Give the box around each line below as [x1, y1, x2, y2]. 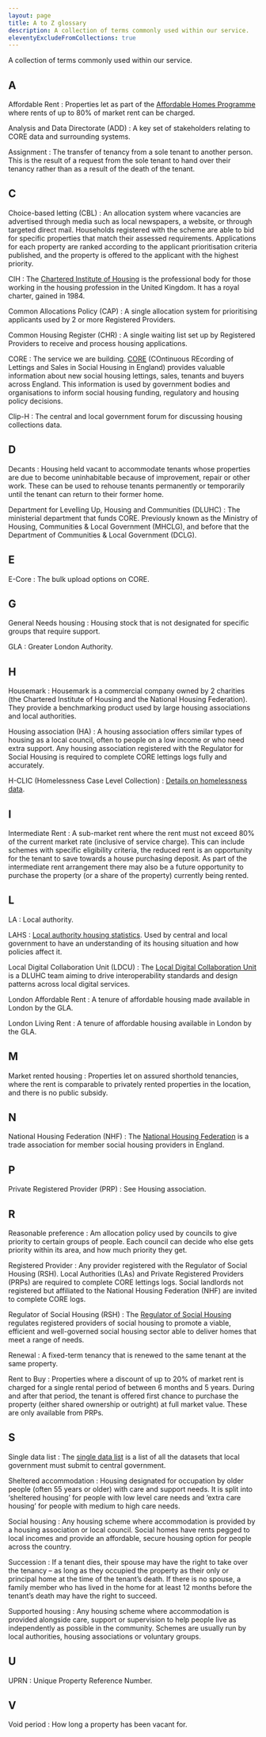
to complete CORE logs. [8, 1295, 86, 1304]
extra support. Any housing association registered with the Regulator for [8, 744, 244, 753]
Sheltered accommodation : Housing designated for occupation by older [8, 1476, 244, 1485]
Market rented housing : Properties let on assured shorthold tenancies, [8, 1071, 239, 1080]
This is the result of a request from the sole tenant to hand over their [8, 156, 231, 165]
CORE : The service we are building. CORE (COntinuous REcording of [8, 354, 234, 364]
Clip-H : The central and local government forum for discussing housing [8, 411, 243, 421]
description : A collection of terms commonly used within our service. [8, 26, 249, 34]
